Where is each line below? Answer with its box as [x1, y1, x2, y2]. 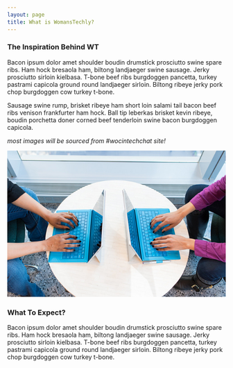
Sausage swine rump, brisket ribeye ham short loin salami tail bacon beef [7, 101, 217, 109]
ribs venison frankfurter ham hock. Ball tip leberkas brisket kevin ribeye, [7, 108, 213, 117]
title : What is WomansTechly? [7, 18, 95, 26]
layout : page [7, 11, 45, 18]
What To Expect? [7, 308, 66, 317]
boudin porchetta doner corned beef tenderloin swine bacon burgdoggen [7, 115, 217, 124]
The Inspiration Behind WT [7, 42, 99, 52]
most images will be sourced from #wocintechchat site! [7, 136, 166, 145]
